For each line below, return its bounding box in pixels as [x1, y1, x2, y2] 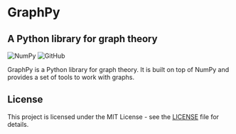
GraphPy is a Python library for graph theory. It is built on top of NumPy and [7, 66, 230, 73]
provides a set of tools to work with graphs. [7, 73, 135, 81]
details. [7, 120, 29, 128]
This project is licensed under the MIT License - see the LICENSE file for [7, 112, 219, 121]
